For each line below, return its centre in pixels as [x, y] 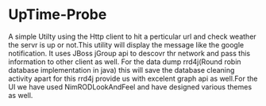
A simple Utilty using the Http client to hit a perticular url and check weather [132, 36]
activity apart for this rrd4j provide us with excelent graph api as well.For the [133, 78]
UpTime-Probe [58, 15]
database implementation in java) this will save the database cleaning [121, 70]
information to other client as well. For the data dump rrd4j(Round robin [125, 62]
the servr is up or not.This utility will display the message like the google [126, 44]
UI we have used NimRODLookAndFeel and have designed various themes [130, 87]
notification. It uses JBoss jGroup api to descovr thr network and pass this [129, 53]
